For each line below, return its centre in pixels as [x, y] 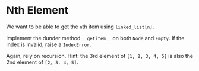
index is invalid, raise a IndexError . [49, 44]
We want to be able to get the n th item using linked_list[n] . [80, 27]
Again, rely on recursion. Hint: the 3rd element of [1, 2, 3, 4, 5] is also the [100, 56]
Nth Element [37, 10]
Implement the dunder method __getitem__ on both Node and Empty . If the [95, 38]
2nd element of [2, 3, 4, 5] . [42, 62]
